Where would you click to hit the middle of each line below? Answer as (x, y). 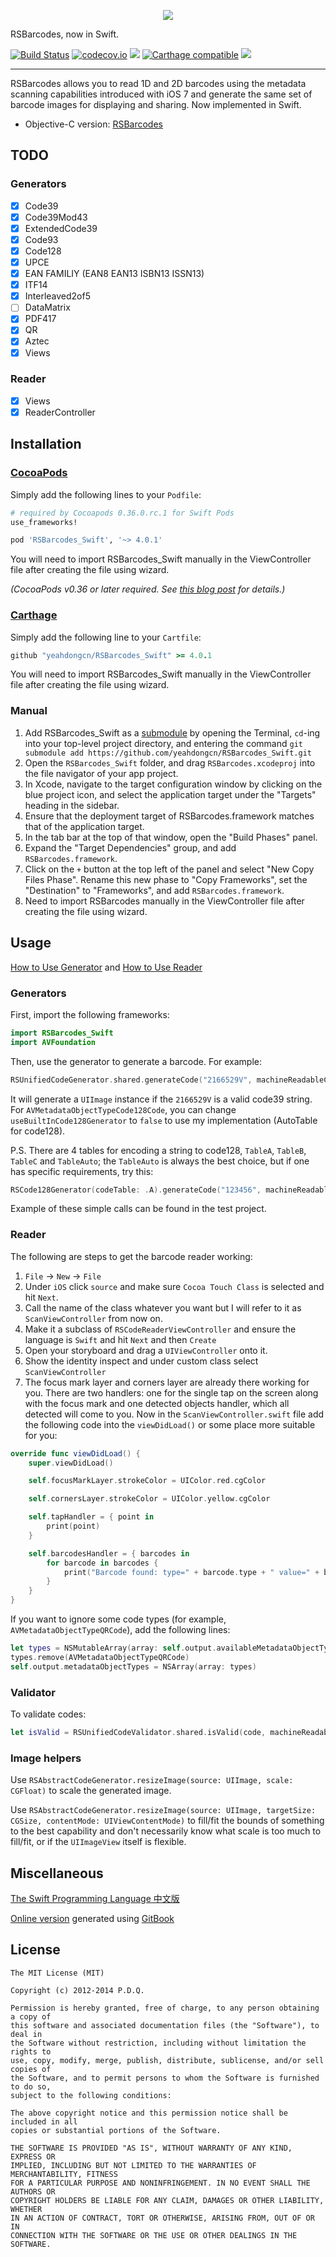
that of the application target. (84, 826)
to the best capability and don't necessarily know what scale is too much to (166, 1831)
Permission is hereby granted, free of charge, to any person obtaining (165, 2008)
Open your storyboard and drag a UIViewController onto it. (146, 1350)
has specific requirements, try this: (82, 1171)
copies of (31, 2069)
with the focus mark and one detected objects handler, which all (157, 1403)
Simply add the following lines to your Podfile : (106, 494)
